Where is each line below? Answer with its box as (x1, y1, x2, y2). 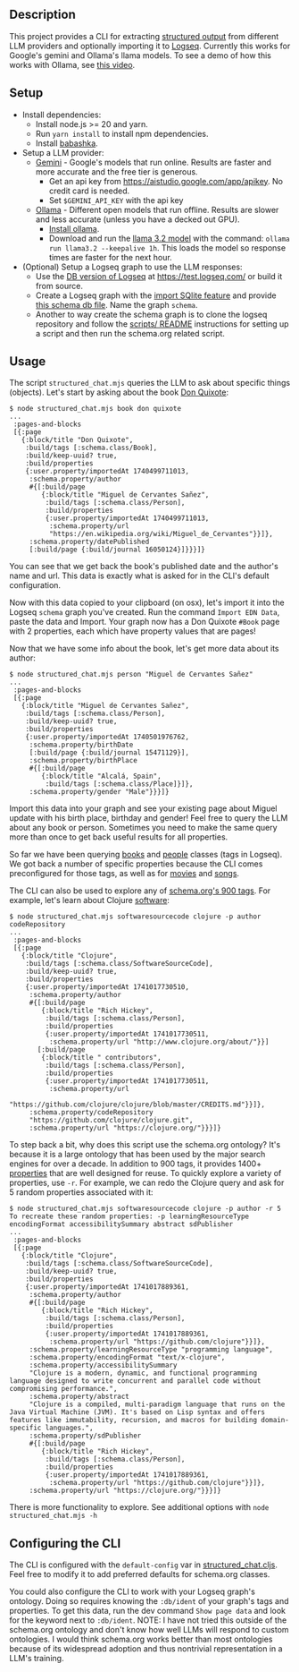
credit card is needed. (48, 185, 130, 196)
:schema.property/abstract (29, 1392, 129, 1402)
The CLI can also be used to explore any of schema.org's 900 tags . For (9, 885, 271, 896)
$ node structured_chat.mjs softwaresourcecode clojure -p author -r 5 (9, 1204, 281, 1214)
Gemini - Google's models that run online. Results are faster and (35, 157, 272, 167)
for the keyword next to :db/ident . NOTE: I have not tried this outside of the (9, 1615, 287, 1625)
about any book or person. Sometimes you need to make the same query (9, 823, 278, 833)
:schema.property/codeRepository (29, 1108, 154, 1117)
